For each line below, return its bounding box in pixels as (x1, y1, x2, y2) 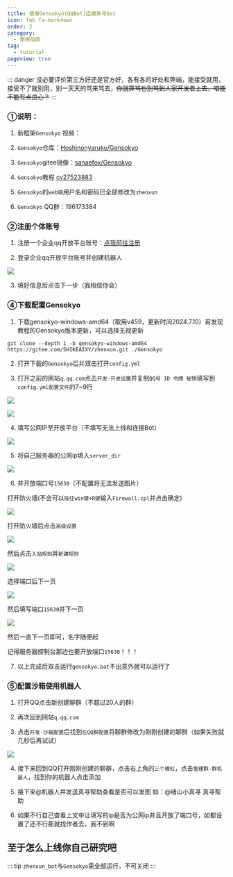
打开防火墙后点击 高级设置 (7, 521, 77, 530)
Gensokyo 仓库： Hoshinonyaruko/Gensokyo (17, 144, 139, 152)
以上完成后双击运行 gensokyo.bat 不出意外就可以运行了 (17, 662, 171, 670)
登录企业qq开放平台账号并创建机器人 (17, 253, 123, 262)
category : (7, 29, 36, 37)
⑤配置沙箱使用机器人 (7, 681, 81, 691)
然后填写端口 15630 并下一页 (7, 605, 84, 613)
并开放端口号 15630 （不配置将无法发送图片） (17, 478, 143, 487)
